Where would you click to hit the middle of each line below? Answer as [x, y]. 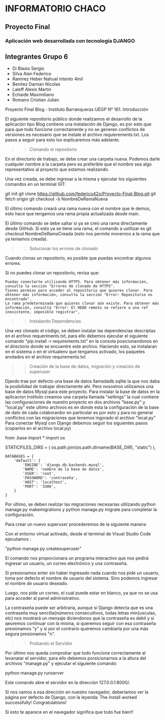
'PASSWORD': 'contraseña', [50, 478]
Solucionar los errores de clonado [64, 249]
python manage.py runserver [34, 673]
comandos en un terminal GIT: [36, 184]
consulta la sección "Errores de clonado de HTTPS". [60, 286]
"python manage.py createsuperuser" [43, 549]
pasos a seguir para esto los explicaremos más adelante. [63, 140]
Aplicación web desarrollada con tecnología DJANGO [70, 41]
